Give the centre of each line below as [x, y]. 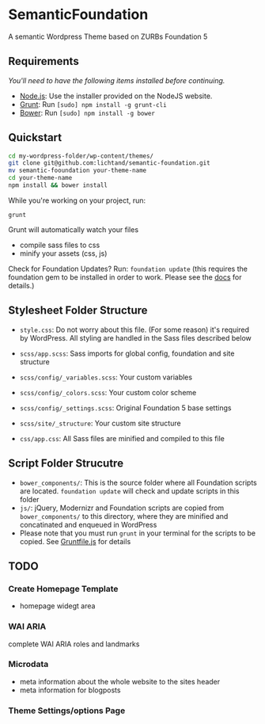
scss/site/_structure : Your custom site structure [100, 423]
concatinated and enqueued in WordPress [88, 524]
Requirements [44, 61]
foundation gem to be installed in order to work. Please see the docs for [125, 277]
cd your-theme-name [40, 178]
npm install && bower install [58, 185]
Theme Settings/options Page [67, 711]
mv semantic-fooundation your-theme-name [78, 171]
